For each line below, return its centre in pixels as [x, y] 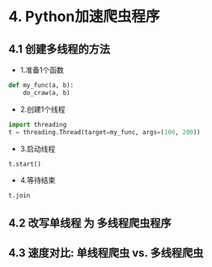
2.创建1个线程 [43, 109]
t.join [19, 196]
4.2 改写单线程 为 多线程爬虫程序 [90, 223]
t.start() [25, 164]
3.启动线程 [38, 148]
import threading [38, 125]
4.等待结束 [38, 180]
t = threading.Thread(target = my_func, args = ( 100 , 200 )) [104, 132]
